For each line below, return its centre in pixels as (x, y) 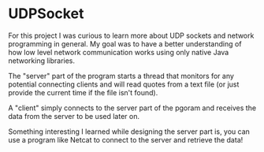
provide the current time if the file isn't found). (83, 92)
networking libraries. (42, 61)
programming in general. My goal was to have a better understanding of (125, 43)
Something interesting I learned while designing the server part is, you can (129, 132)
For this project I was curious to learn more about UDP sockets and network (131, 35)
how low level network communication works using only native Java (119, 52)
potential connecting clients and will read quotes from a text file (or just (124, 84)
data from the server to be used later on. (74, 116)
